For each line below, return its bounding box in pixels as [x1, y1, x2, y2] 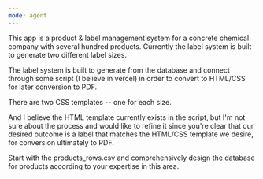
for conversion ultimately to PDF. [8, 137, 114, 147]
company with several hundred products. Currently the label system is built [8, 41, 252, 51]
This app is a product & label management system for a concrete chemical [8, 33, 250, 43]
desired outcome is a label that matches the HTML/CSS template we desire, [8, 129, 254, 139]
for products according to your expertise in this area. [8, 161, 180, 170]
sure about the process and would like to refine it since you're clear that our [8, 121, 254, 130]
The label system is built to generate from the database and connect [8, 65, 230, 75]
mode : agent [8, 11, 47, 20]
